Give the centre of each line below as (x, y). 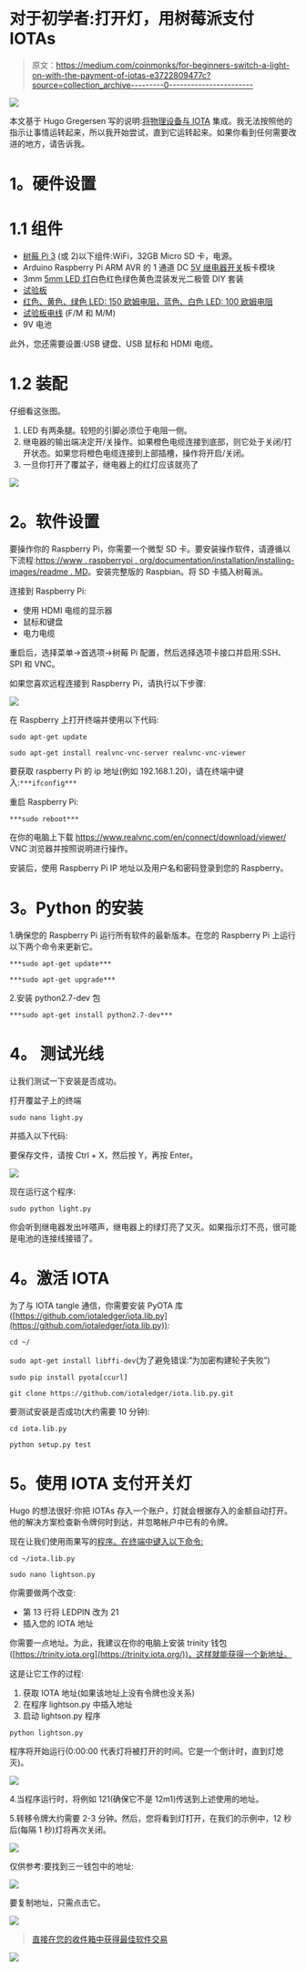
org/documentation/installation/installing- (217, 560)
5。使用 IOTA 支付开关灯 (101, 1483)
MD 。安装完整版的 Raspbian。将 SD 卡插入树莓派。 (171, 572)
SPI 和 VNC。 (35, 664)
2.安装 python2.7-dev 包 (55, 997)
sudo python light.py (51, 1209)
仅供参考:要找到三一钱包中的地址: (72, 1866)
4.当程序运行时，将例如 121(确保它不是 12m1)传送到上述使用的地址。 (137, 1799)
